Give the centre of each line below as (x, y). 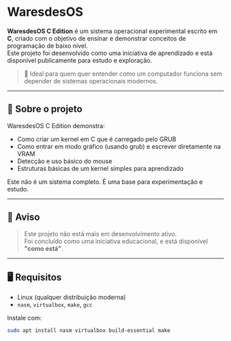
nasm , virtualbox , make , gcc (55, 304)
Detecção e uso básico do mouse (65, 161)
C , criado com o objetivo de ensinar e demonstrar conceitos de (97, 38)
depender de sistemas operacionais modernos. (91, 81)
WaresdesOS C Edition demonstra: (56, 125)
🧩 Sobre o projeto (45, 109)
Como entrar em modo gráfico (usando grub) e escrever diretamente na (119, 146)
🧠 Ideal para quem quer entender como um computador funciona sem (123, 74)
